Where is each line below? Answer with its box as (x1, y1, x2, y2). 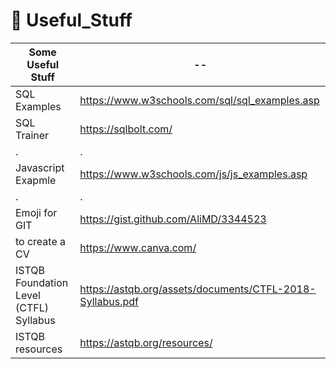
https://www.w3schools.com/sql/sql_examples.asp (79, 93, 320, 107)
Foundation (15, 275, 69, 289)
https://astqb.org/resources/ (79, 335, 213, 349)
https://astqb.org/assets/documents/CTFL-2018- (79, 282, 317, 296)
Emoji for (15, 205, 58, 219)
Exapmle (15, 173, 57, 187)
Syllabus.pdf (79, 294, 139, 308)
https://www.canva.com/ (79, 240, 197, 254)
